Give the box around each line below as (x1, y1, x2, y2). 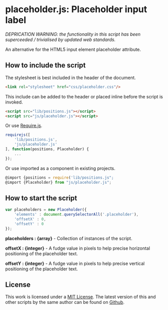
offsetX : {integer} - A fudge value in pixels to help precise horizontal (5, 245, 150, 251)
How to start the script (5, 194, 77, 202)
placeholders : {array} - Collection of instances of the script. (5, 235, 133, 242)
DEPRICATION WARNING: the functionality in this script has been (5, 31, 141, 37)
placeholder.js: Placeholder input (5, 4, 147, 15)
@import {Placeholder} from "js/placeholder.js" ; (5, 180, 112, 185)
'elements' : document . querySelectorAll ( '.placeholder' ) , (14, 212, 139, 217)
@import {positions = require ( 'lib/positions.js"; (5, 175, 114, 180)
